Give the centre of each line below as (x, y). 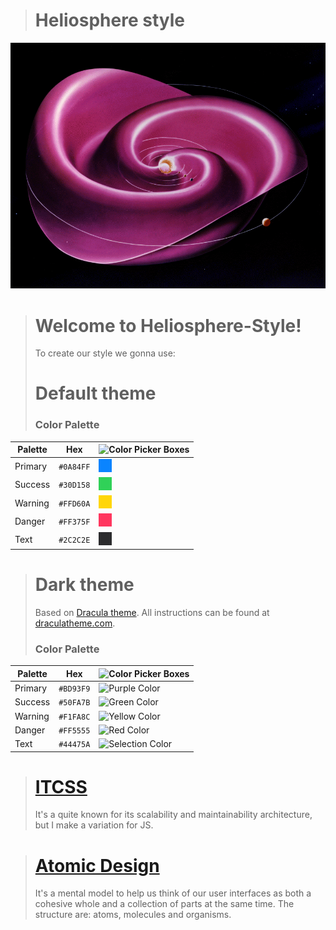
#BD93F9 (74, 689)
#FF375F (74, 522)
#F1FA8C (74, 717)
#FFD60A (74, 504)
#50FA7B (74, 703)
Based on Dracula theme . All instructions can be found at (152, 612)
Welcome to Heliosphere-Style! (168, 325)
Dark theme (84, 585)
